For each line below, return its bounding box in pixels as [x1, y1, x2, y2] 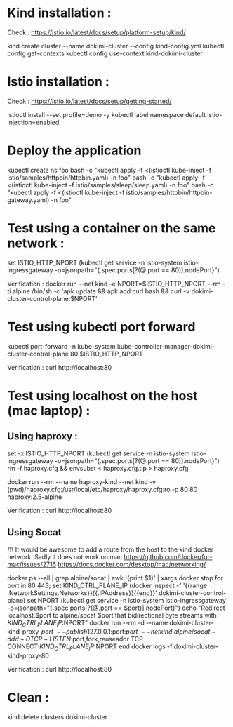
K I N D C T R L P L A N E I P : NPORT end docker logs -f [39, 642, 173, 653]
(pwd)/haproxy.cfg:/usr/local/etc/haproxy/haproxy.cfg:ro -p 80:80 [7, 485, 198, 493]
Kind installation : [7, 5, 112, 21]
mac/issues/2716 [7, 560, 57, 568]
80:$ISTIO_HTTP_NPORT [69, 349, 144, 358]
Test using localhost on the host [7, 387, 198, 403]
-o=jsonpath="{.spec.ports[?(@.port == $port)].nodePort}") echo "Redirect [7, 603, 226, 612]
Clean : [7, 690, 49, 706]
